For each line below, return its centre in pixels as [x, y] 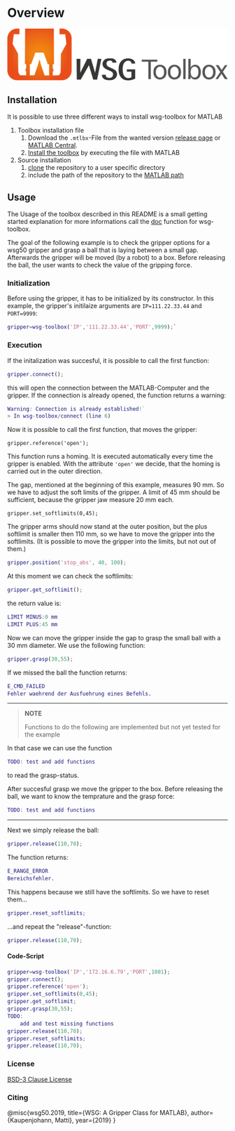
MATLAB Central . [53, 145]
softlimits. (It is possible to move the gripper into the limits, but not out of [112, 541]
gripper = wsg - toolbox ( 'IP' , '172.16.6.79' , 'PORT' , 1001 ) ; [89, 972]
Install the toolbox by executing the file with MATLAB [104, 153]
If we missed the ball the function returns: [67, 673]
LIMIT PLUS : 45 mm [33, 624]
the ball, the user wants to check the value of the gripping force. [100, 265]
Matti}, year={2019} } [85, 1120]
